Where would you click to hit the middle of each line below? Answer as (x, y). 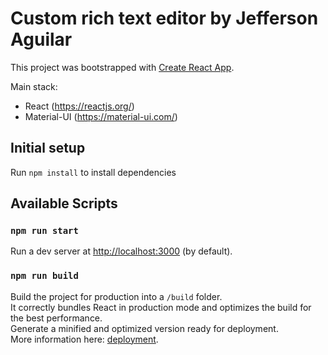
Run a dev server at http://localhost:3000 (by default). (121, 251)
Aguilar (41, 39)
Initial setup (48, 148)
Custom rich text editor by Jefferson (164, 18)
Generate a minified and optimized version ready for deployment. (144, 328)
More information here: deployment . (84, 339)
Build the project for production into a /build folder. (116, 296)
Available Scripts (64, 203)
